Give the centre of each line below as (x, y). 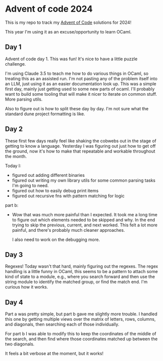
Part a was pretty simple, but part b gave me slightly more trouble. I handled (81, 314)
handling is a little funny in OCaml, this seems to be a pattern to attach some (81, 272)
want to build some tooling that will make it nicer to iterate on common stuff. (81, 94)
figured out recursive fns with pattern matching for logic (68, 196)
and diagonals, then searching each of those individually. (62, 325)
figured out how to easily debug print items (55, 190)
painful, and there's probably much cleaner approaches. (68, 230)
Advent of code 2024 (49, 9)
